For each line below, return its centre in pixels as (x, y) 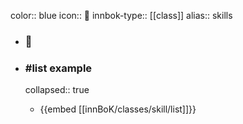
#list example (58, 68)
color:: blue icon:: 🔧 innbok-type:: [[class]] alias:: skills (121, 15)
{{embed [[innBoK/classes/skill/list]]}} (118, 109)
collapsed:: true (57, 90)
